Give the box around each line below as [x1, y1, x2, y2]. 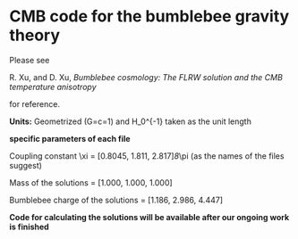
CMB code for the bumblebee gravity [9, 6, 290, 27]
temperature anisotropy [9, 81, 97, 92]
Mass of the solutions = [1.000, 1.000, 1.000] [9, 177, 173, 188]
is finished [9, 221, 49, 232]
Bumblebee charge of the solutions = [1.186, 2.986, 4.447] [9, 194, 224, 205]
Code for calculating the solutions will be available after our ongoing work [9, 211, 290, 222]
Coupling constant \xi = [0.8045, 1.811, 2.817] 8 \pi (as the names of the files [9, 150, 285, 161]
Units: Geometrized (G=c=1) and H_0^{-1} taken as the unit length [9, 116, 252, 127]
